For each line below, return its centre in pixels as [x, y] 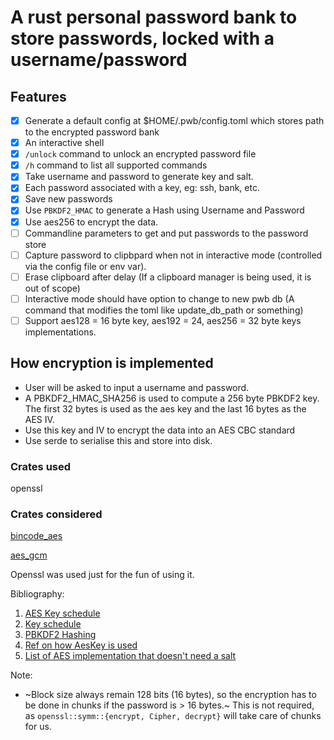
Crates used [41, 466]
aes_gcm [29, 555]
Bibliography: [37, 594]
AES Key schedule [62, 613]
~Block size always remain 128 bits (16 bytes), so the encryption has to [170, 695]
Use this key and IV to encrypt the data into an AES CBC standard [160, 430]
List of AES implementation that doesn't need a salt [130, 656]
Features [38, 96]
